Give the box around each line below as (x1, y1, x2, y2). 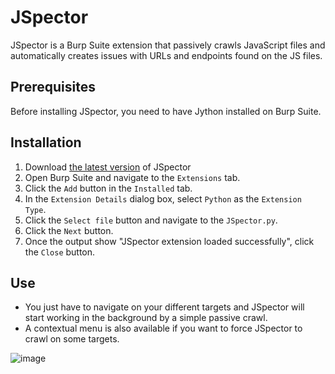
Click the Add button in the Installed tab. (24, 182, 193, 194)
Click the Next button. (24, 224, 114, 236)
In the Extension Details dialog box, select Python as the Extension (24, 192, 302, 205)
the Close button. (24, 246, 96, 258)
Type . (24, 203, 47, 215)
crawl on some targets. (24, 333, 120, 345)
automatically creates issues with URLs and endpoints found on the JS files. (10, 49, 323, 61)
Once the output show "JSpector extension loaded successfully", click (24, 235, 315, 247)
